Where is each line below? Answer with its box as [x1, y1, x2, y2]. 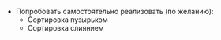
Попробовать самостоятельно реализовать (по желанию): [15, 7, 214, 16]
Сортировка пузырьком [27, 15, 108, 24]
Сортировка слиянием [27, 24, 104, 32]
